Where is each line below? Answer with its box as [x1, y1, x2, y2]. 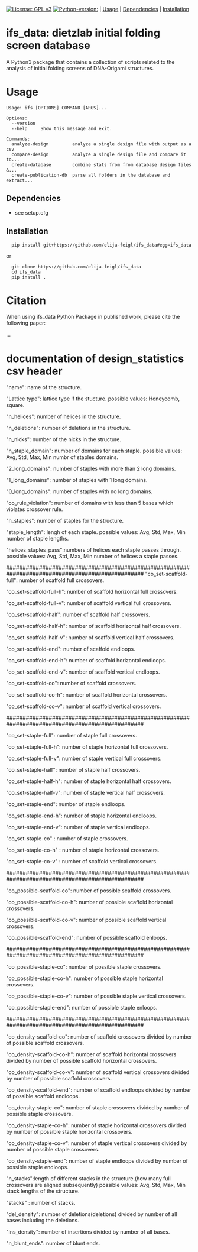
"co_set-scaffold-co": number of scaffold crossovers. [6, 680, 137, 687]
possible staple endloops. [6, 1164, 69, 1171]
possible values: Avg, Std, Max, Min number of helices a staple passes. [6, 553, 179, 560]
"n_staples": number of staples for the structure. [6, 517, 124, 525]
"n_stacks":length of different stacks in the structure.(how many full [6, 1175, 171, 1182]
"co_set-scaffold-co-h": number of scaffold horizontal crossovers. [6, 691, 168, 698]
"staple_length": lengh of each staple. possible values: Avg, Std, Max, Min [6, 529, 186, 536]
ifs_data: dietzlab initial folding [6, 27, 161, 40]
